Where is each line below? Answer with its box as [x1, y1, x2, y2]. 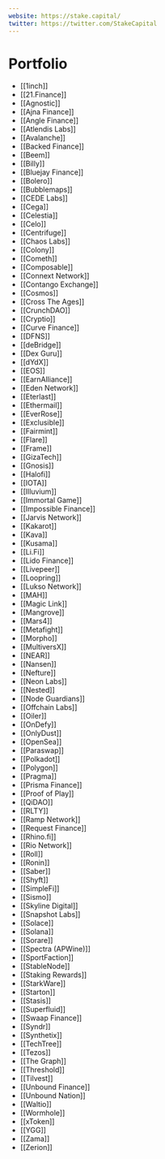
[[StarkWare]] [19, 979, 66, 988]
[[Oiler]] [19, 711, 47, 721]
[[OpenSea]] [19, 737, 62, 747]
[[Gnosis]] [19, 461, 54, 471]
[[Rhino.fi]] [19, 832, 57, 841]
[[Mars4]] [19, 616, 53, 626]
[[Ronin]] [19, 858, 50, 867]
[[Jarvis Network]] [19, 512, 82, 522]
